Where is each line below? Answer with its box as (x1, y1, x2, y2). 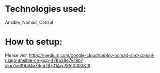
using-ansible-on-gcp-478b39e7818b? (5, 57, 83, 63)
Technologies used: (5, 3, 86, 15)
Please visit (5, 52, 28, 58)
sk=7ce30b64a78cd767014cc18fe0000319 (5, 62, 91, 68)
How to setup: (5, 36, 63, 47)
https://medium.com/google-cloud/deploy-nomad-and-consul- (29, 52, 155, 58)
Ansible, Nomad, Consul (5, 19, 53, 25)
